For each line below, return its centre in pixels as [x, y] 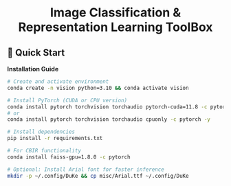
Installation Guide [33, 69]
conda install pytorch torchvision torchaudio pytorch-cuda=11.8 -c [107, 107]
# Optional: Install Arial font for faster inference [86, 170]
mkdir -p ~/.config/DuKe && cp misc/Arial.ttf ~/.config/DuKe [98, 176]
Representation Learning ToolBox [115, 27]
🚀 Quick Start [36, 53]
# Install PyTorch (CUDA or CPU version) [67, 100]
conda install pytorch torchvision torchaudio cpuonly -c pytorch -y [109, 119]
